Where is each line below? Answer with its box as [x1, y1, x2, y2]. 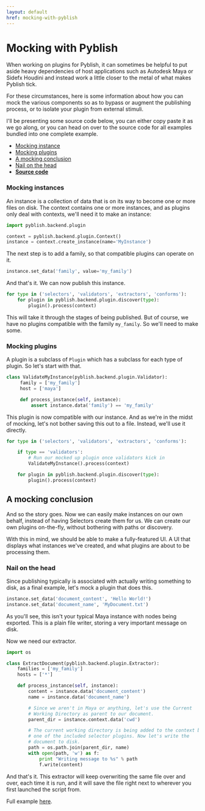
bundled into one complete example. [6, 130, 99, 138]
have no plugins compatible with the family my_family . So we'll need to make [6, 320, 198, 327]
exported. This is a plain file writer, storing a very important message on [6, 619, 187, 626]
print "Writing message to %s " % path [38, 756, 138, 762]
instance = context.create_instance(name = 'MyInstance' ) [6, 239, 151, 245]
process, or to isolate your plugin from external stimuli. [6, 105, 144, 113]
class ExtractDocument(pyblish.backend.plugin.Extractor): [6, 660, 160, 667]
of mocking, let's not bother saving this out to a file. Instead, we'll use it [6, 420, 186, 427]
